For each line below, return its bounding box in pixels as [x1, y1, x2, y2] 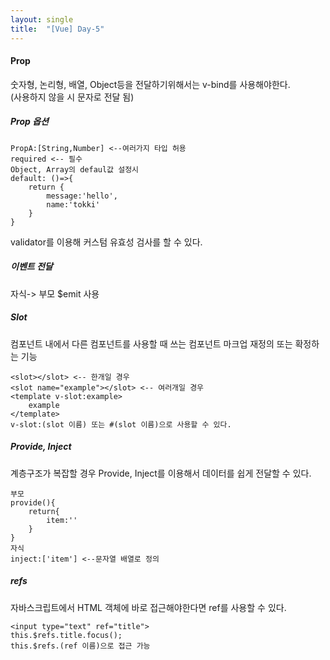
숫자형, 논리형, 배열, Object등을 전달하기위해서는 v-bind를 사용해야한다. [10, 78, 291, 90]
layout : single [10, 14, 74, 25]
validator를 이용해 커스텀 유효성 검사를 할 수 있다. [10, 236, 203, 248]
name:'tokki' [46, 199, 101, 210]
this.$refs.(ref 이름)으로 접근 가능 [10, 641, 151, 651]
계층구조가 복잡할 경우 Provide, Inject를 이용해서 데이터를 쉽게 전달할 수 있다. [10, 467, 312, 479]
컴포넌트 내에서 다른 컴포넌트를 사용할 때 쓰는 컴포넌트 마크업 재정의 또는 [10, 337, 293, 350]
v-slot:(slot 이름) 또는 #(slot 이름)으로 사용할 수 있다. [10, 419, 232, 430]
